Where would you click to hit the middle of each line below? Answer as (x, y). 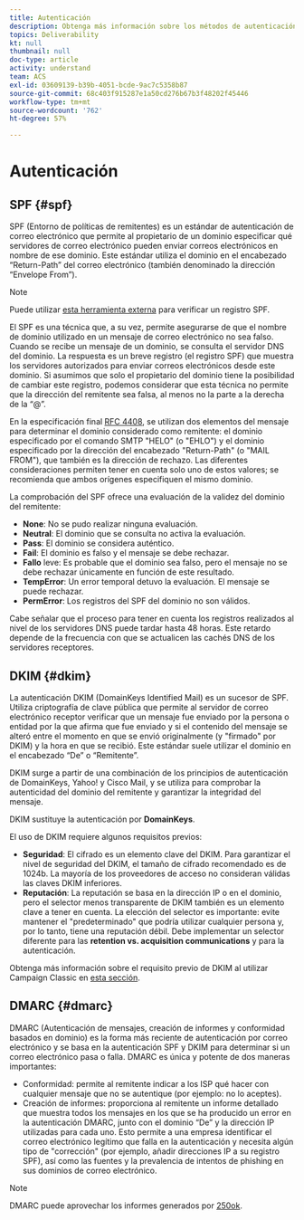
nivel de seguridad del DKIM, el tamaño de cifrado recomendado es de (154, 863)
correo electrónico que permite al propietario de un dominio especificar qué (151, 236)
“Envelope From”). (43, 275)
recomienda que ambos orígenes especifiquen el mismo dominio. (131, 480)
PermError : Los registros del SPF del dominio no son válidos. (136, 601)
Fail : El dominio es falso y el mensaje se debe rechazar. (126, 553)
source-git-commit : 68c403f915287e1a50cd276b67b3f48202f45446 (129, 93)
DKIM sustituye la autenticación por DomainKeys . (102, 819)
